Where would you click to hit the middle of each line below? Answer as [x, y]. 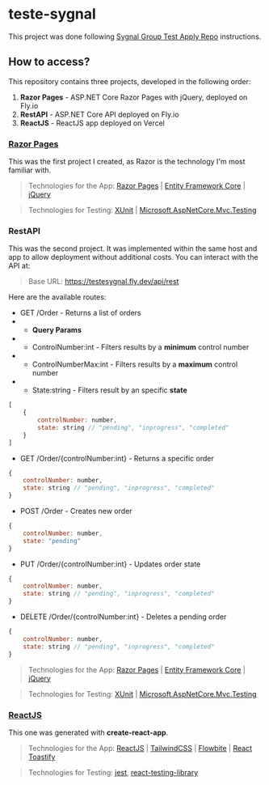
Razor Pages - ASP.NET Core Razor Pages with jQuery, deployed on [134, 97]
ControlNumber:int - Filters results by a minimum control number [141, 347]
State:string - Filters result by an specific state [109, 390]
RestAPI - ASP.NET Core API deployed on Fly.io [99, 114]
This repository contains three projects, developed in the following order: [130, 81]
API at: [19, 266]
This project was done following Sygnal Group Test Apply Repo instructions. [135, 36]
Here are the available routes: [57, 297]
